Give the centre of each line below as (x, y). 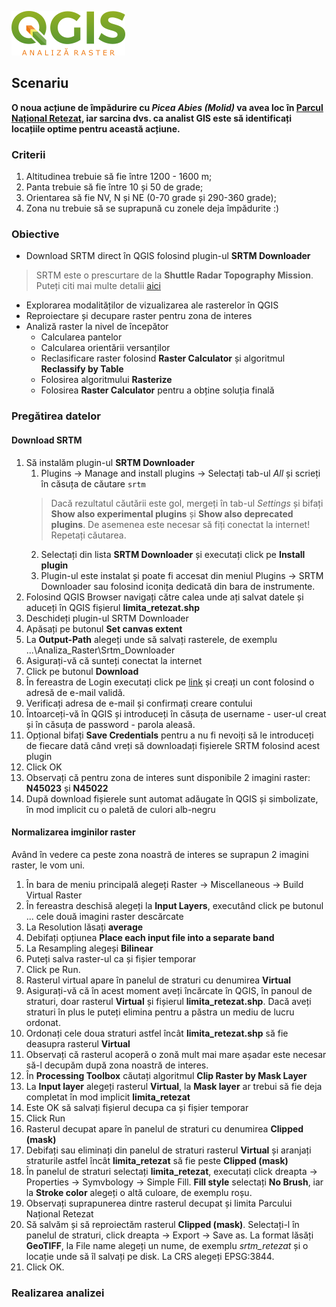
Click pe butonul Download (82, 671)
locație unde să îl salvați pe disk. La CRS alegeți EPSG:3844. (150, 1256)
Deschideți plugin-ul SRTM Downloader (107, 618)
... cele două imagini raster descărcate (104, 916)
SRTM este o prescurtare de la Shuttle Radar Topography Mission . (174, 275)
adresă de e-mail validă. (75, 692)
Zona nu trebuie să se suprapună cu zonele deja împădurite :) (152, 208)
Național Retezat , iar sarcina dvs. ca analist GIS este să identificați (151, 118)
